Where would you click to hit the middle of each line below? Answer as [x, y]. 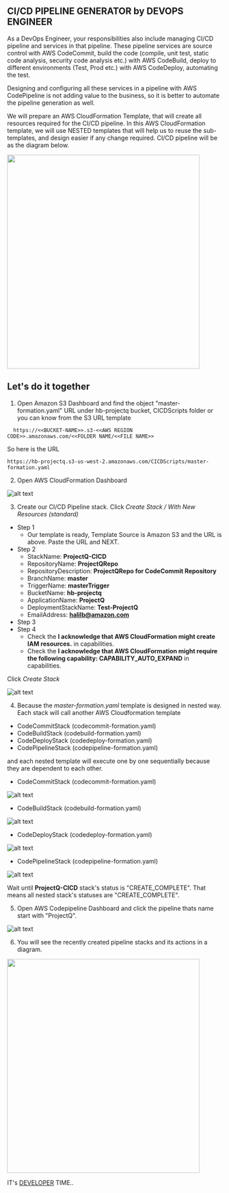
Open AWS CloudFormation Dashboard [72, 480]
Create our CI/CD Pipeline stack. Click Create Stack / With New [106, 507]
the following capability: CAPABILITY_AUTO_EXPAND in [108, 658]
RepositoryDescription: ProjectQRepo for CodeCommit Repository [122, 570]
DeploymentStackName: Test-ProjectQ [83, 607]
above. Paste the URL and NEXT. [73, 542]
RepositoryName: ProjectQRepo [72, 564]
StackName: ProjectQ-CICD [67, 556]
